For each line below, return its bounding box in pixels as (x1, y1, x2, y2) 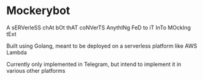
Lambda (6, 48, 28, 56)
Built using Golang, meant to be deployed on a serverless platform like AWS (6, 42, 197, 49)
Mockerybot (6, 4, 71, 18)
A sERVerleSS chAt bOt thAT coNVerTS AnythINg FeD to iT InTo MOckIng (6, 24, 191, 31)
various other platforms (6, 67, 66, 74)
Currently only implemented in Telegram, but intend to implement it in (6, 60, 182, 68)
